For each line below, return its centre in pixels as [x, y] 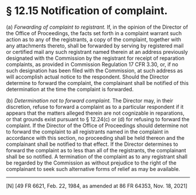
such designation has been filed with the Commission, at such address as [94, 70]
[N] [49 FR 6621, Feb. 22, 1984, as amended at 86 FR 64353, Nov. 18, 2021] [97, 186]
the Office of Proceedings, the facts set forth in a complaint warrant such [94, 33]
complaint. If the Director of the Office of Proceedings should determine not [97, 125]
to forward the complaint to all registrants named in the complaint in [87, 131]
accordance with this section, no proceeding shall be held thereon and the [95, 138]
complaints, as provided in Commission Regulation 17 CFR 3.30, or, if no [92, 64]
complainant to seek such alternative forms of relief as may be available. [93, 169]
